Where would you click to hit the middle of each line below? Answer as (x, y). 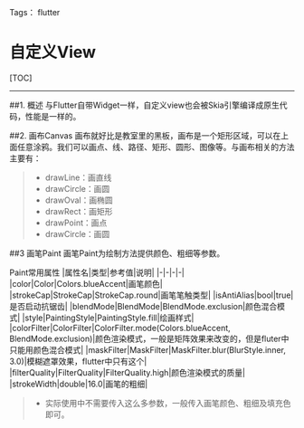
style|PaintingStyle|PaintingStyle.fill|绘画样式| (109, 318)
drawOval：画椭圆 (79, 200)
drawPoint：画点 (76, 223)
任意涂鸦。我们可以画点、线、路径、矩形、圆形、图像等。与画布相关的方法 (156, 147)
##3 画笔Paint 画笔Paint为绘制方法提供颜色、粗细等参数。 (117, 253)
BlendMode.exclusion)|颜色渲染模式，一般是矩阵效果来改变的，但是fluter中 (149, 338)
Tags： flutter (35, 12)
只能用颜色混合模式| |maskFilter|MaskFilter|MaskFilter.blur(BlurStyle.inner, (148, 349)
